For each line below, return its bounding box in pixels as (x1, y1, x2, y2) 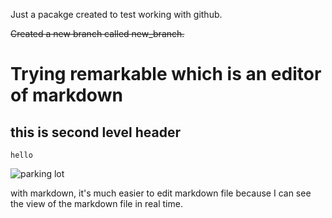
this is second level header (10, 124, 181, 141)
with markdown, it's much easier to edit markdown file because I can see (10, 187, 312, 199)
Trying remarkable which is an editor (10, 63, 322, 86)
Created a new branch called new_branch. (10, 28, 185, 39)
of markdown (10, 84, 123, 107)
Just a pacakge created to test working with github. (10, 9, 223, 20)
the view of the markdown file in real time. (10, 198, 183, 209)
